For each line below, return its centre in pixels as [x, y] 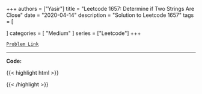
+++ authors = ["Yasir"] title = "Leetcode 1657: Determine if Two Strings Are [100, 9]
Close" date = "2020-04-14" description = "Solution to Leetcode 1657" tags [100, 15]
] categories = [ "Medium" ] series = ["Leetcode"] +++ [74, 33]
